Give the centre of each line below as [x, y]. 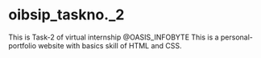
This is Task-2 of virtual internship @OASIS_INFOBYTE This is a [114, 37]
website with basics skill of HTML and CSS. [110, 45]
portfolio [23, 45]
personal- [237, 37]
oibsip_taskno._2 [66, 15]
